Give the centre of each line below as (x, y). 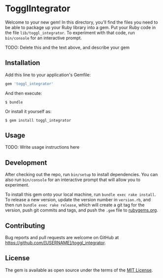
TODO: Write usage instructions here (42, 147)
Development (26, 163)
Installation (23, 63)
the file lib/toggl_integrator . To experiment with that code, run (70, 32)
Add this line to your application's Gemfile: (48, 75)
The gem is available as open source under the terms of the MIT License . (79, 270)
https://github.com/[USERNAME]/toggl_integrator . (55, 243)
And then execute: (24, 93)
